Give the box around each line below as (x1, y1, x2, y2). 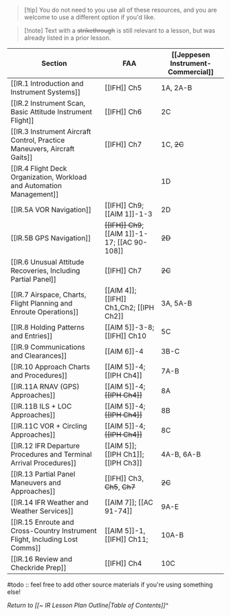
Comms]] (10, 543, 41, 552)
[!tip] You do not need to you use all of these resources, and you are (23, 6, 217, 14)
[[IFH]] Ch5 (104, 83, 142, 92)
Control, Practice (10, 135, 65, 145)
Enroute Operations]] (10, 307, 79, 317)
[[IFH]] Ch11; (104, 535, 148, 544)
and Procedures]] (10, 371, 67, 380)
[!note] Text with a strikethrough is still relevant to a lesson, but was (23, 27, 215, 34)
